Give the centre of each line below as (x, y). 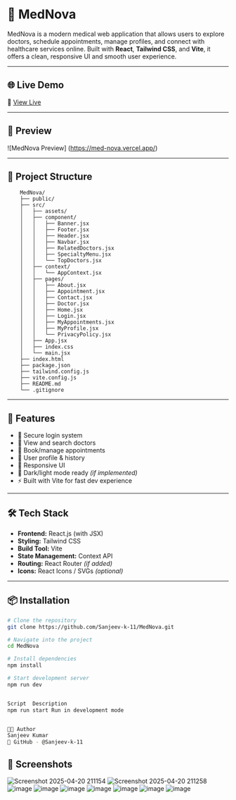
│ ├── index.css (47, 347)
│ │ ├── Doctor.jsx (55, 304)
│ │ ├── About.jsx (53, 285)
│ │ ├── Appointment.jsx (63, 292)
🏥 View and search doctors (57, 443)
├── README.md (40, 384)
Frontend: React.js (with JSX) (60, 534)
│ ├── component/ (48, 218)
